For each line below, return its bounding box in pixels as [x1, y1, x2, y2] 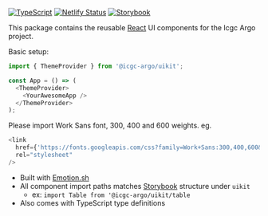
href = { [15, 143, 37, 151]
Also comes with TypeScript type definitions [19, 198, 166, 207]
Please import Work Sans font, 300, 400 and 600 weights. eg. [8, 120, 212, 131]
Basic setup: [8, 47, 49, 56]
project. [8, 32, 34, 41]
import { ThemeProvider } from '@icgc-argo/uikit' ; [8, 62, 183, 70]
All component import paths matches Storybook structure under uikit [19, 181, 250, 190]
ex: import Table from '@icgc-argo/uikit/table [31, 190, 191, 199]
